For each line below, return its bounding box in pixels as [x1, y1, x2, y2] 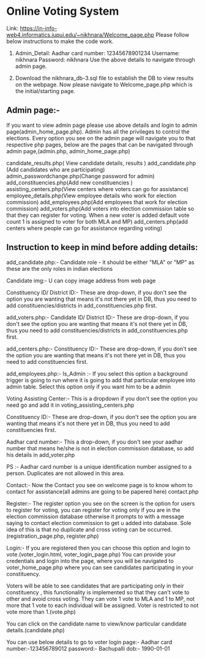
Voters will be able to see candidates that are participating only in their [6, 582, 184, 589]
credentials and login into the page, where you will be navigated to [6, 557, 174, 564]
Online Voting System [6, 4, 119, 18]
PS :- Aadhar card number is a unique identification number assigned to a [6, 463, 192, 470]
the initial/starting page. [15, 87, 75, 94]
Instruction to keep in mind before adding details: [6, 242, 198, 252]
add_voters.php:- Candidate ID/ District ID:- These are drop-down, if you [6, 314, 189, 321]
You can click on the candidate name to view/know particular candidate [6, 620, 187, 627]
